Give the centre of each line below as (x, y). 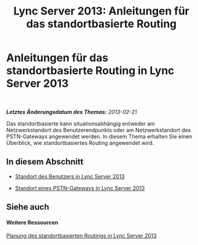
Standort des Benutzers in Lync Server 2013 (70, 176)
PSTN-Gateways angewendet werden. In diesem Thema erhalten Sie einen (99, 136)
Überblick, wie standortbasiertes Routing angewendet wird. (80, 142)
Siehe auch (28, 207)
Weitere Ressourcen (32, 222)
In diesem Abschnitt (45, 162)
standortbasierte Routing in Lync (90, 71)
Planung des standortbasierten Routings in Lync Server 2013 (81, 236)
